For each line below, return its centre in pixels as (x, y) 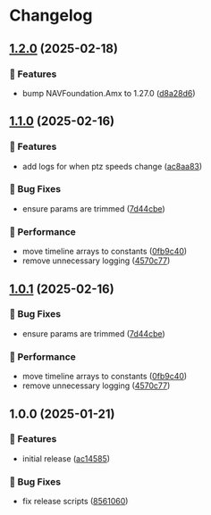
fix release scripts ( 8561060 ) (75, 502)
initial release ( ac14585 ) (66, 458)
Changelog (51, 16)
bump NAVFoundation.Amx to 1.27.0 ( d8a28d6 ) (109, 93)
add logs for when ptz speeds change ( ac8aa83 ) (112, 166)
